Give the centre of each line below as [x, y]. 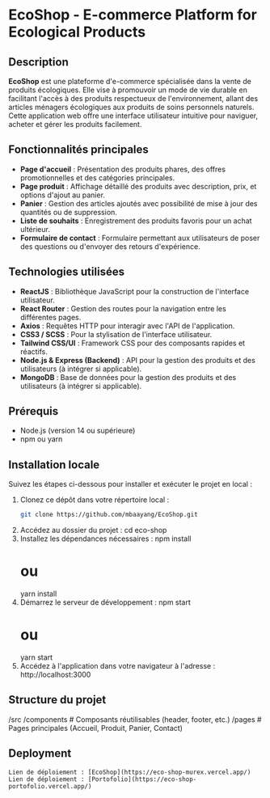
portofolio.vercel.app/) [50, 786]
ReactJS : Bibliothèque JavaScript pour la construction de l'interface [134, 291]
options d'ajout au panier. [62, 195]
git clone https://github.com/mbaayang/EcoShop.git [109, 515]
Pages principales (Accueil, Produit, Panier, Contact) [96, 728]
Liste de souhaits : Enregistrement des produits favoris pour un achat [136, 221]
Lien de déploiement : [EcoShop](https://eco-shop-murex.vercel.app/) [130, 772]
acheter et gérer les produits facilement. [75, 124]
